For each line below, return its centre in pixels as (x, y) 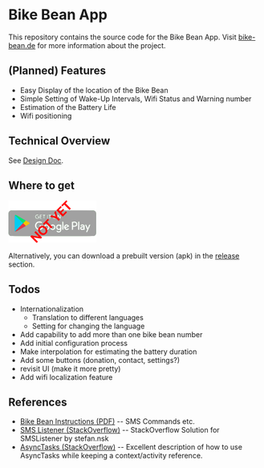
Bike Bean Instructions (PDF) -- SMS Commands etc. (107, 421)
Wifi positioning (46, 116)
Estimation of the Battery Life (68, 107)
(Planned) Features (57, 71)
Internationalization (52, 309)
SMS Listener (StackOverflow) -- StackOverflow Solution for (120, 430)
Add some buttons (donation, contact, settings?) (100, 360)
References (38, 403)
